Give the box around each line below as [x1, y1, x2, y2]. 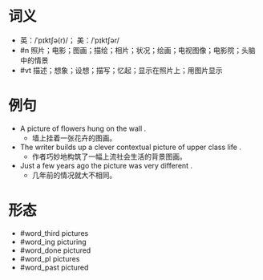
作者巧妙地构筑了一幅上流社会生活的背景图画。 [31, 152, 187, 161]
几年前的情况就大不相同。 [31, 170, 117, 180]
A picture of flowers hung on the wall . [19, 124, 147, 133]
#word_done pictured [19, 246, 91, 255]
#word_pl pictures [19, 254, 80, 263]
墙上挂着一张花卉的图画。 [31, 133, 117, 143]
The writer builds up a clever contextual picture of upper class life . [19, 142, 242, 152]
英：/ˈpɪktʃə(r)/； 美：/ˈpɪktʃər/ [19, 35, 120, 45]
